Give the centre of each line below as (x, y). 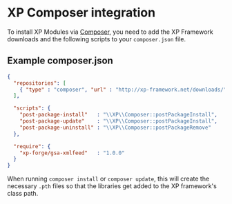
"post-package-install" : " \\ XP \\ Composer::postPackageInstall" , (118, 115)
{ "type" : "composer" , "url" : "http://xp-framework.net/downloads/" (123, 90)
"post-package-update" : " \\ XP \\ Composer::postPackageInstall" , (118, 121)
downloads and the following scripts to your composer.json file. (97, 39)
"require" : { (32, 146)
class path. (23, 194)
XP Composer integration (81, 13)
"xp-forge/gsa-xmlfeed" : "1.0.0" (72, 153)
